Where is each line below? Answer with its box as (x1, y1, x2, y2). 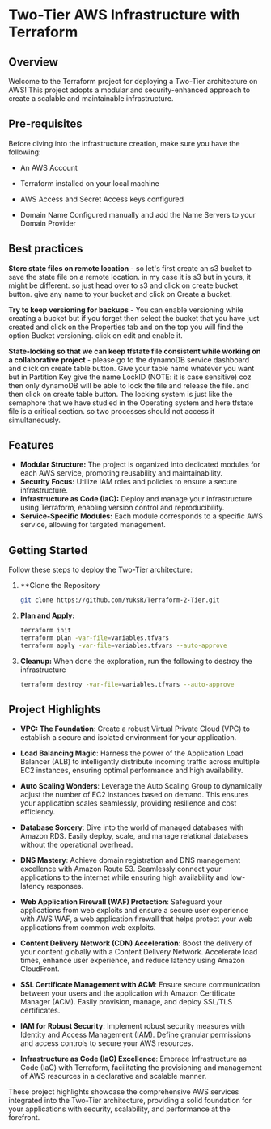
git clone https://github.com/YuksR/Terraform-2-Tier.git (19, 596, 220, 604)
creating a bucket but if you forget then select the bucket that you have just (8, 313, 260, 323)
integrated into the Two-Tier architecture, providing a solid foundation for (8, 1096, 252, 1106)
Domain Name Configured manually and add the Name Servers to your (19, 209, 256, 219)
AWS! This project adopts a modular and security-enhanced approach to (8, 85, 251, 95)
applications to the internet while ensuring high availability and (19, 873, 229, 882)
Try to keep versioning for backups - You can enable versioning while (8, 305, 244, 315)
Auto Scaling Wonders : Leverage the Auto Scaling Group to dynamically (19, 781, 263, 791)
